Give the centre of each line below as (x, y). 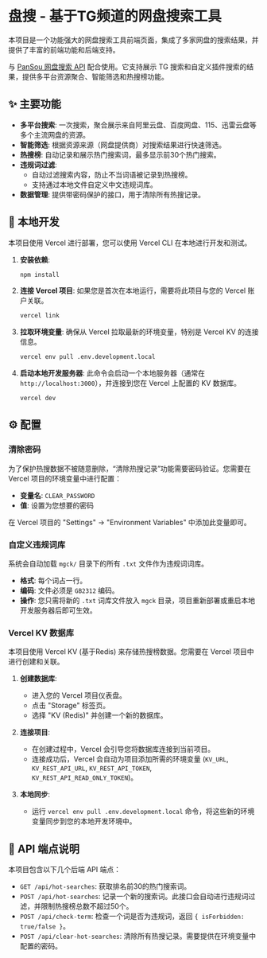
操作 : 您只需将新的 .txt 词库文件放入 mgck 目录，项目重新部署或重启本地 (137, 601)
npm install (39, 275)
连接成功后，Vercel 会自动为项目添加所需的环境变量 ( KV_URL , (130, 759)
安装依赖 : (35, 259)
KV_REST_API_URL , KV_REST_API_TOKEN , (92, 768)
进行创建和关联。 (36, 662)
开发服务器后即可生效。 (58, 610)
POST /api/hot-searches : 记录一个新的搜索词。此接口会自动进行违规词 (134, 897)
